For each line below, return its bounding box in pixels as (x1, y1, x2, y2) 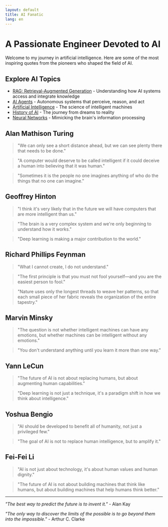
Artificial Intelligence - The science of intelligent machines (12, 104, 132, 110)
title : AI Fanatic (5, 12, 43, 17)
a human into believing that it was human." (17, 162, 105, 168)
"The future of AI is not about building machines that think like (17, 481, 145, 487)
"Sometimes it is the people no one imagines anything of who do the (17, 172, 158, 179)
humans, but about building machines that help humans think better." (17, 486, 159, 492)
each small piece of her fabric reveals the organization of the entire (17, 294, 156, 300)
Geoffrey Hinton (5, 193, 56, 201)
